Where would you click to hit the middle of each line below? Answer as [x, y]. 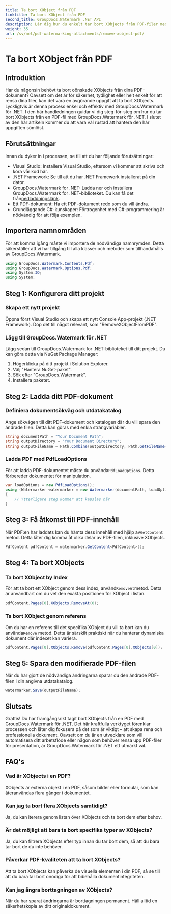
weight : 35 [17, 29]
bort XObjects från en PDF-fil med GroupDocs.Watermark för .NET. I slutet [83, 117]
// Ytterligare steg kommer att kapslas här [62, 499]
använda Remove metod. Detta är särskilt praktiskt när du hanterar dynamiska [85, 633]
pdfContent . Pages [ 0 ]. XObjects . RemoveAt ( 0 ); [52, 603]
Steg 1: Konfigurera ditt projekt [55, 293]
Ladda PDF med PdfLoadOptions [46, 459]
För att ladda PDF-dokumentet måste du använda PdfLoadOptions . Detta [80, 470]
